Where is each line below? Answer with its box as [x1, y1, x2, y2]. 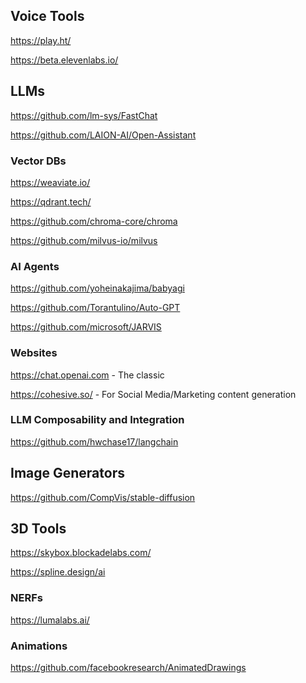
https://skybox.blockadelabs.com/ [10, 547, 152, 559]
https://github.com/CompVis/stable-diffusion [10, 491, 196, 503]
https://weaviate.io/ [10, 176, 91, 188]
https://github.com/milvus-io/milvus [10, 234, 158, 246]
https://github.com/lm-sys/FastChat [10, 109, 158, 121]
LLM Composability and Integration [10, 413, 185, 427]
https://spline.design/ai [10, 566, 106, 578]
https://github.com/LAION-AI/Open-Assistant [10, 129, 197, 141]
